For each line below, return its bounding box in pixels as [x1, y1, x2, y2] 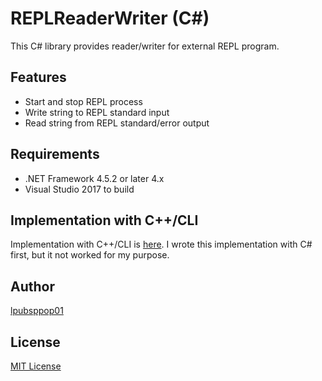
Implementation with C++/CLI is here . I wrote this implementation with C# [10, 238, 313, 251]
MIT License [10, 360, 62, 372]
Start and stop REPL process [24, 95, 143, 107]
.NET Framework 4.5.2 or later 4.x [24, 172, 165, 184]
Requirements [10, 146, 100, 163]
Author [10, 278, 55, 295]
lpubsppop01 [10, 305, 64, 317]
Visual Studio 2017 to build [24, 183, 135, 195]
